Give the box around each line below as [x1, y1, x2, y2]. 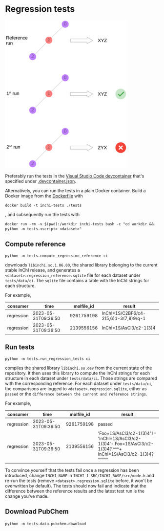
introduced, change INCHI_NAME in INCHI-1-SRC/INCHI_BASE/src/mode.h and [5, 472, 155, 478]
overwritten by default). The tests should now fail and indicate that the [5, 483, 146, 488]
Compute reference [5, 240, 66, 248]
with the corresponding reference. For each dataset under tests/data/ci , [5, 380, 153, 387]
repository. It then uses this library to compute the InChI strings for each [5, 370, 150, 376]
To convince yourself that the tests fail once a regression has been [5, 467, 139, 473]
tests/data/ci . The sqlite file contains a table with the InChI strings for [5, 278, 150, 284]
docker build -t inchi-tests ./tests [5, 203, 82, 208]
